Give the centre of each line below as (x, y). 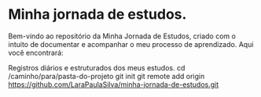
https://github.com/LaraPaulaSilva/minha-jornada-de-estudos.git (114, 84)
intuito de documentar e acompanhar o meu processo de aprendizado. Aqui (131, 44)
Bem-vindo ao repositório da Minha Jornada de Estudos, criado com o (122, 36)
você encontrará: (36, 52)
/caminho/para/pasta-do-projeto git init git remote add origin (107, 76)
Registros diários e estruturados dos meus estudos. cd (97, 67)
